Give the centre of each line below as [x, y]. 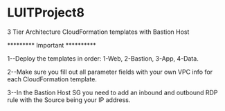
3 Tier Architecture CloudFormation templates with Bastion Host [98, 32]
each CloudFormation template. [52, 79]
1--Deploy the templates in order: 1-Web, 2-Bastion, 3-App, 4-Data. [103, 58]
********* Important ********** [52, 45]
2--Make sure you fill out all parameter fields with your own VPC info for [110, 72]
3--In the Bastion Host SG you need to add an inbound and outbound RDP [112, 92]
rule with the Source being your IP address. [69, 100]
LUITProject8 [46, 13]
